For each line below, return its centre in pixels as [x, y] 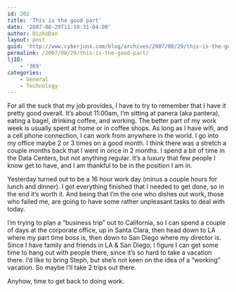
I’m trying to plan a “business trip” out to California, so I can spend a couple [117, 223]
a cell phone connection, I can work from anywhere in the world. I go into [113, 136]
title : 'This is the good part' [54, 20]
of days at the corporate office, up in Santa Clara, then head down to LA [111, 230]
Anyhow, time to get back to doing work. [66, 281]
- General [34, 79]
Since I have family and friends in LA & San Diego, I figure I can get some [113, 245]
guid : [15, 46]
